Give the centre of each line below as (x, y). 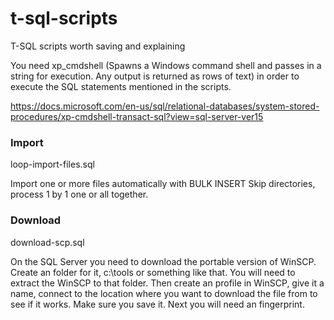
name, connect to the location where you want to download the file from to (164, 293)
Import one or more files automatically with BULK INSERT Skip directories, (163, 184)
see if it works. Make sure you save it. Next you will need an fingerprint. (157, 304)
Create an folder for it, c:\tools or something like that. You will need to (153, 272)
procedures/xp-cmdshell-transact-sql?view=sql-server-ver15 (137, 116)
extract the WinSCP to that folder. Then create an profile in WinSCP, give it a (167, 283)
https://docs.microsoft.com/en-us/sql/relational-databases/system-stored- (165, 106)
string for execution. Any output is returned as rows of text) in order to (155, 76)
